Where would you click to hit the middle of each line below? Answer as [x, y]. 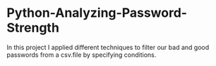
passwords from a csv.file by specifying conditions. [82, 55]
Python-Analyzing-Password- [97, 13]
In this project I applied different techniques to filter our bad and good [108, 47]
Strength [33, 28]
